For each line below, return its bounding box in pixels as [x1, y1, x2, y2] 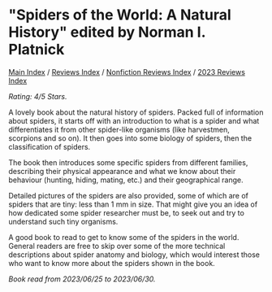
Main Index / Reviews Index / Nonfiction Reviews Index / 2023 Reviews [8, 67, 246, 76]
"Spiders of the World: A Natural [8, 6, 231, 24]
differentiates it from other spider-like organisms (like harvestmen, [8, 124, 230, 134]
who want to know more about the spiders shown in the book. [8, 258, 215, 268]
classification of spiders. [8, 142, 91, 151]
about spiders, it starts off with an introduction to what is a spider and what [8, 115, 260, 125]
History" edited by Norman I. [8, 23, 205, 41]
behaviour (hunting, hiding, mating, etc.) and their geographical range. [8, 175, 244, 185]
